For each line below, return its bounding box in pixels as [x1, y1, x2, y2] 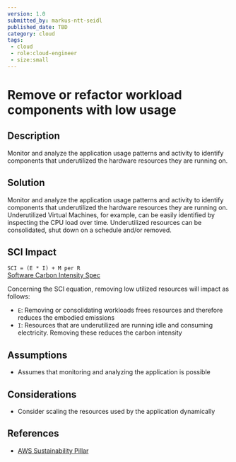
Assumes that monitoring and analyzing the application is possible [17, 368, 211, 376]
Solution [7, 177, 45, 189]
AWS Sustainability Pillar [17, 446, 89, 455]
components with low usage [7, 102, 177, 117]
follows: [7, 292, 30, 301]
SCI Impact [7, 246, 57, 258]
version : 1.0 [7, 10, 46, 18]
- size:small [10, 57, 49, 64]
